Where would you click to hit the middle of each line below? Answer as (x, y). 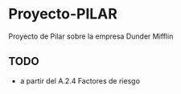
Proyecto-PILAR (63, 14)
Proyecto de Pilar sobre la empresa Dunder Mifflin (91, 36)
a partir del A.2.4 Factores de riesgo (80, 80)
